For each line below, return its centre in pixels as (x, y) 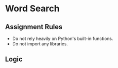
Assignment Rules (34, 27)
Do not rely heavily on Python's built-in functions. (63, 38)
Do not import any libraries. (40, 44)
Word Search (32, 9)
